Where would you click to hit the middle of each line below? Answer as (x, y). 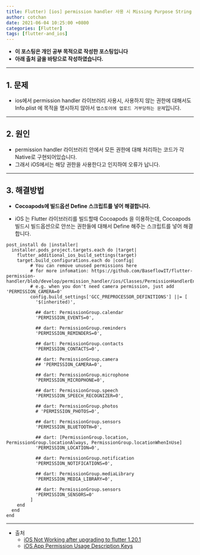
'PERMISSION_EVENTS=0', (65, 318)
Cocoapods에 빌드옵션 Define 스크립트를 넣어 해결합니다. (82, 206)
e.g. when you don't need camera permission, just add (105, 286)
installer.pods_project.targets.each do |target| (74, 250)
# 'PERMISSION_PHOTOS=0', (68, 411)
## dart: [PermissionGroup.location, (82, 437)
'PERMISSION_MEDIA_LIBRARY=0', (74, 479)
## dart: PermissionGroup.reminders (81, 328)
